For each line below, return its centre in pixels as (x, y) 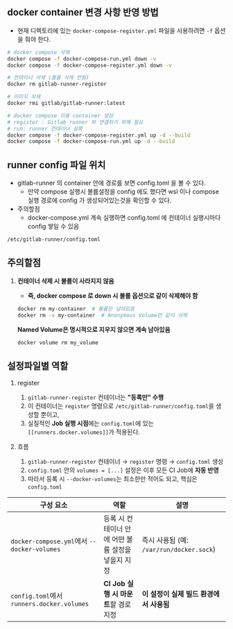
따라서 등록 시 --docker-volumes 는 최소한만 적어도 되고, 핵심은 (112, 479)
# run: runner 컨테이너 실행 (45, 128)
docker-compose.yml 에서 (49, 542)
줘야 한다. (38, 39)
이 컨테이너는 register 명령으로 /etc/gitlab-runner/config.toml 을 (121, 406)
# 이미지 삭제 (24, 97)
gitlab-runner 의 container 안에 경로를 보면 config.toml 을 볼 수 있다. (111, 183)
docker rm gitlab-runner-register (57, 84)
